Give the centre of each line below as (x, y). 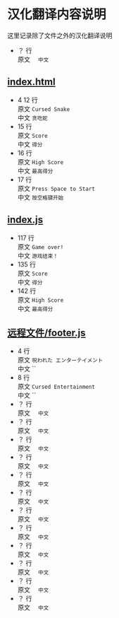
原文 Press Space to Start (56, 188)
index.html (31, 82)
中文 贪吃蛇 (32, 117)
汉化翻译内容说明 (57, 14)
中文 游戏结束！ (38, 255)
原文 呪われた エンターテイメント (60, 360)
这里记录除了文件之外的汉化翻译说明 (60, 35)
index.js (25, 220)
